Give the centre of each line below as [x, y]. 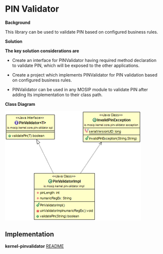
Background [18, 22]
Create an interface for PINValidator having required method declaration [84, 60]
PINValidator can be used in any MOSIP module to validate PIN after [80, 89]
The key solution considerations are [42, 51]
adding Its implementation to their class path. [57, 95]
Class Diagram [20, 104]
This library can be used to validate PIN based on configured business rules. [81, 32]
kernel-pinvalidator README [35, 246]
